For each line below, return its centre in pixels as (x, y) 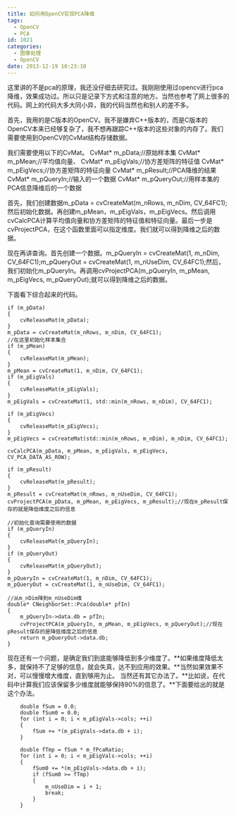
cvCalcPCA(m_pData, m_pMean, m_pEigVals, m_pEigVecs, (88, 451)
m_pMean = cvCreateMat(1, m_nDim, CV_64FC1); (75, 371)
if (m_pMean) (26, 346)
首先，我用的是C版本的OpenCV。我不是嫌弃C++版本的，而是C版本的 (107, 120)
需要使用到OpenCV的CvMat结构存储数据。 (69, 137)
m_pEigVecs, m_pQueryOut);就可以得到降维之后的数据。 (89, 279)
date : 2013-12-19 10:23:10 (47, 66)
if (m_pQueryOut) (33, 553)
